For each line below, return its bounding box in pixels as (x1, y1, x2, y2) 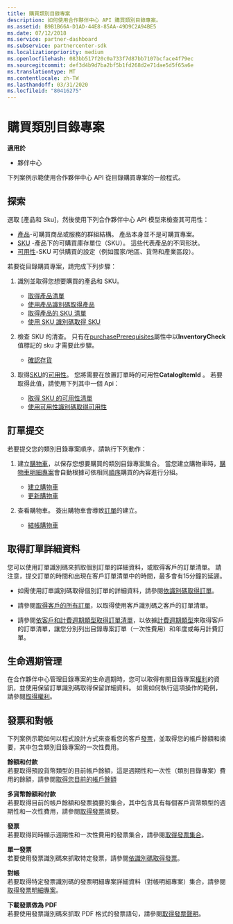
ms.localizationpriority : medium (7, 49, 104, 56)
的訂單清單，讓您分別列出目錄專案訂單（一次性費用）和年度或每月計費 (17, 624, 218, 633)
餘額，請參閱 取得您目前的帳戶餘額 (19, 775, 116, 784)
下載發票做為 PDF (7, 901, 58, 909)
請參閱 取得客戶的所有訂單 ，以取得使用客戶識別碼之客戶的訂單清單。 (17, 601, 212, 609)
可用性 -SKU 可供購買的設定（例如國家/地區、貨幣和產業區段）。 (17, 247, 198, 255)
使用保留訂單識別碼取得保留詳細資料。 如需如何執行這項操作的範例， (25, 684, 222, 692)
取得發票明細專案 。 (7, 886, 62, 895)
